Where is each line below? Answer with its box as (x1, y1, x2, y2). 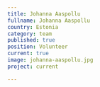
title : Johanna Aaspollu (7, 10, 81, 18)
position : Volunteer (7, 43, 69, 50)
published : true (7, 37, 55, 44)
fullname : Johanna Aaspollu (7, 17, 91, 24)
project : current (7, 63, 59, 70)
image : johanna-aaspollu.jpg (7, 57, 94, 64)
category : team (7, 30, 52, 37)
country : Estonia (7, 23, 59, 30)
